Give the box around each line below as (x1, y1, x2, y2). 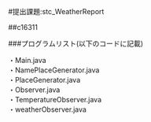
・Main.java (8, 56, 46, 65)
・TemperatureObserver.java (8, 95, 102, 104)
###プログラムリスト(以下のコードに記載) (8, 39, 144, 48)
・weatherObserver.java (8, 105, 87, 114)
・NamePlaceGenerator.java (8, 65, 100, 75)
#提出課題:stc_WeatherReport (8, 7, 105, 16)
